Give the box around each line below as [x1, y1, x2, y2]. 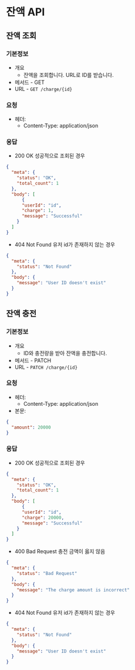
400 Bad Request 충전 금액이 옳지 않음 [14, 548, 106, 555]
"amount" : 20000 [11, 424, 51, 430]
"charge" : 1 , [21, 208, 54, 214]
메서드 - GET [14, 79, 45, 86]
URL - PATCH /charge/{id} [14, 363, 78, 371]
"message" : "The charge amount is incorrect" [16, 587, 130, 593]
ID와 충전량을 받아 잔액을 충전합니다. [23, 349, 107, 356]
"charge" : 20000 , [21, 514, 65, 520]
